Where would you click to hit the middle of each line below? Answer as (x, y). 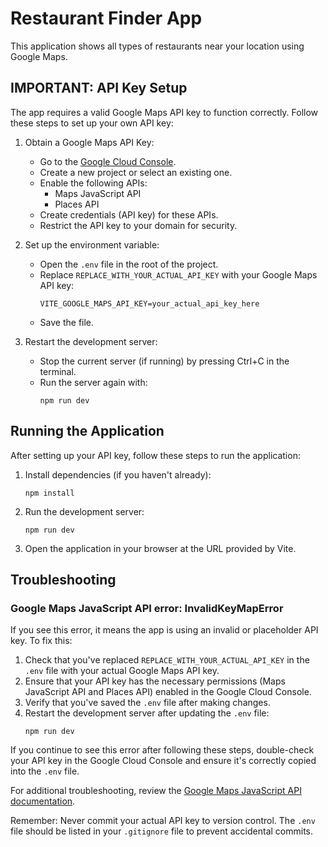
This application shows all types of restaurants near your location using (157, 46)
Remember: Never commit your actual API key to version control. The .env (163, 821)
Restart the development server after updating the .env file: (147, 713)
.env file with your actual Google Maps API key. (122, 671)
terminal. (58, 371)
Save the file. (67, 322)
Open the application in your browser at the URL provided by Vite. (160, 548)
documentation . (43, 801)
